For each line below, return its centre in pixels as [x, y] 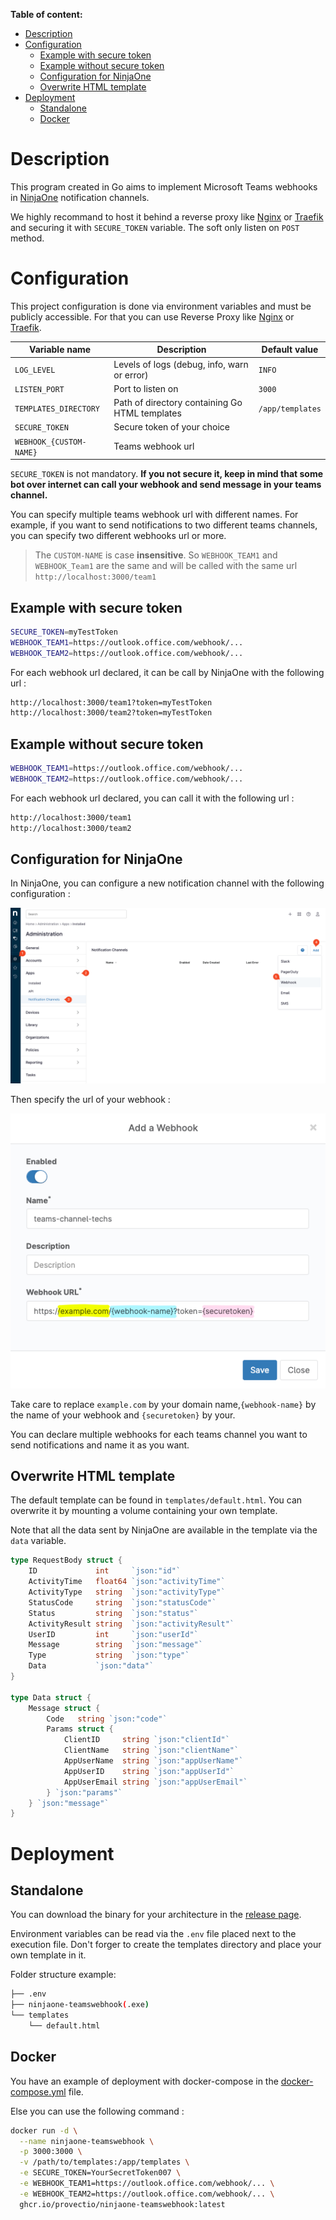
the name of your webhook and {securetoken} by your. [123, 1415]
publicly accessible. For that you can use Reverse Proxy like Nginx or [152, 316]
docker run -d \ [44, 2130]
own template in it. [48, 1955]
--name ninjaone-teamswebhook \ [87, 2141]
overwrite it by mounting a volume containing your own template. [144, 1511]
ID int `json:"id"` [105, 1571]
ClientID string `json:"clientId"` [146, 1740]
